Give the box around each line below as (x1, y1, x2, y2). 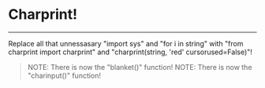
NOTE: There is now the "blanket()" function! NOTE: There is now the (27, 62, 252, 71)
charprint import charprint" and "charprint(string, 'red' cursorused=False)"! (8, 47, 252, 57)
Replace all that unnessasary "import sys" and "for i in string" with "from (8, 38, 244, 48)
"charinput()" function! (27, 71, 101, 80)
